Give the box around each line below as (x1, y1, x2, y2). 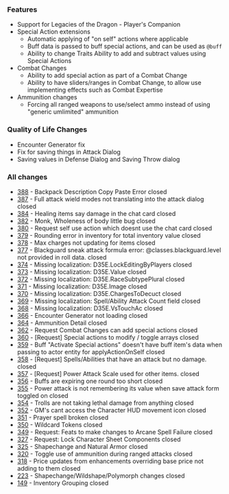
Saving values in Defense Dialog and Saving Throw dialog (16, 155, 180, 163)
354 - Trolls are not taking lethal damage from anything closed (16, 399, 194, 407)
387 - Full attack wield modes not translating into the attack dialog (16, 195, 204, 203)
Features (7, 5, 38, 14)
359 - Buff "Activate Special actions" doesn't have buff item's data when (16, 341, 223, 349)
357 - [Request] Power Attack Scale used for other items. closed (16, 369, 200, 378)
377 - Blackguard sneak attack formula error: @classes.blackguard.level (16, 245, 221, 254)
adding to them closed (16, 464, 81, 472)
